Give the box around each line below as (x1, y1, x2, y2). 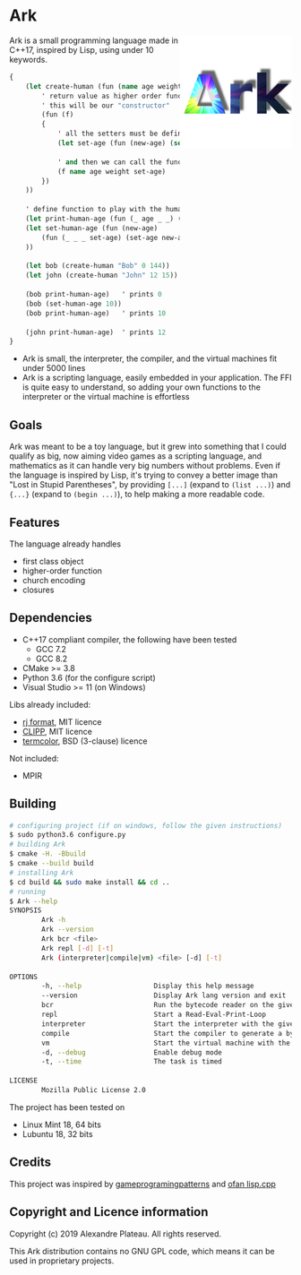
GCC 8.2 (35, 653, 68, 664)
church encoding (21, 574, 86, 585)
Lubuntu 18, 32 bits (21, 1128, 93, 1139)
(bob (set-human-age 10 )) (25, 299, 123, 308)
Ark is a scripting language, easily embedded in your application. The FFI (21, 373, 292, 383)
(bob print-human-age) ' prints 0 (25, 290, 163, 299)
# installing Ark (9, 868, 74, 877)
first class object (21, 556, 84, 566)
